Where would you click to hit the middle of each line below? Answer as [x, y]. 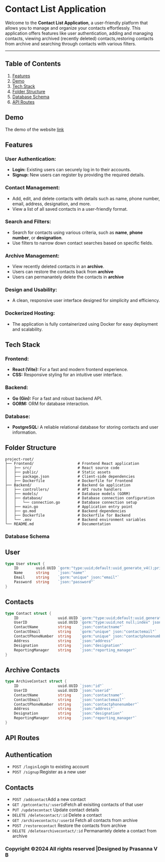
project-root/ [20, 459]
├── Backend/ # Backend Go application [68, 485]
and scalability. [27, 329]
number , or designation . [37, 237]
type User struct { [25, 563]
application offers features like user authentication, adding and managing [79, 33]
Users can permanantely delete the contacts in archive [68, 277]
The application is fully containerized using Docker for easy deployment [85, 324]
